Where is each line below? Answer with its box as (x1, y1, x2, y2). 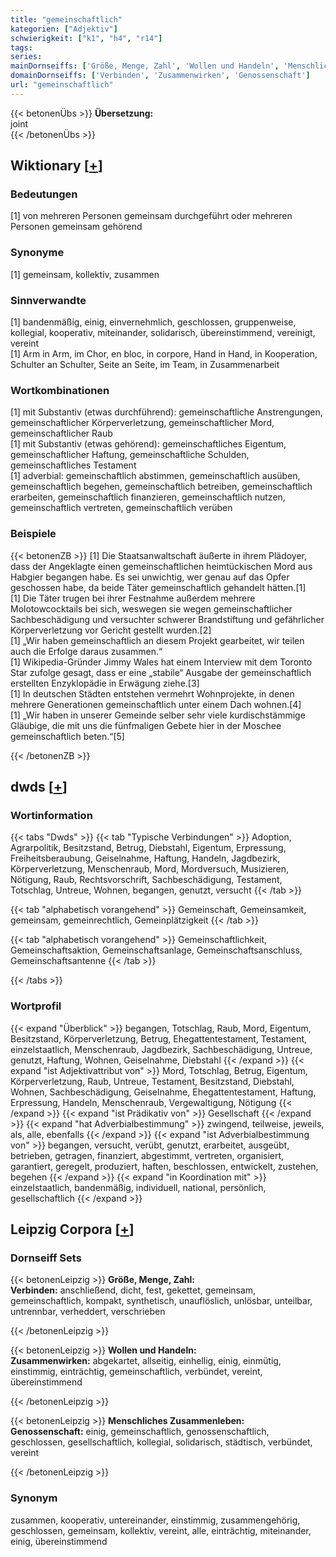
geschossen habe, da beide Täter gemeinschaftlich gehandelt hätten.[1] (10, 581, 307, 593)
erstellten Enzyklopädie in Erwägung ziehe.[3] (10, 677, 200, 689)
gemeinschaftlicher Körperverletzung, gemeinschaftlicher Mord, (10, 417, 275, 429)
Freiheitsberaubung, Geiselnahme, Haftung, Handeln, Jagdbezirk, (10, 852, 281, 865)
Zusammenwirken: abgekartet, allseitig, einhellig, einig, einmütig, (10, 1355, 282, 1367)
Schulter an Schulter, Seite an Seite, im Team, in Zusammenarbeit (10, 359, 280, 371)
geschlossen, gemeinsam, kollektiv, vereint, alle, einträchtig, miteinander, (10, 1524, 312, 1536)
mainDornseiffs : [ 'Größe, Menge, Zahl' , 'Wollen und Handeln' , (10, 61, 280, 71)
